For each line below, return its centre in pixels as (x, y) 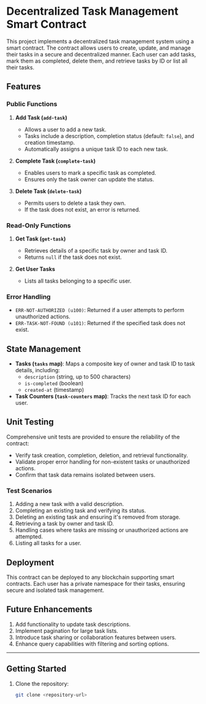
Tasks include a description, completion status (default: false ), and (109, 136)
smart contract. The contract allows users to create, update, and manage (99, 48)
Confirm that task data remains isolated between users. (85, 475)
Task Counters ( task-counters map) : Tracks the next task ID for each (103, 396)
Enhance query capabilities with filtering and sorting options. (92, 644)
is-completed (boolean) (54, 383)
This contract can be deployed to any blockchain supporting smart (90, 577)
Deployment (30, 562)
